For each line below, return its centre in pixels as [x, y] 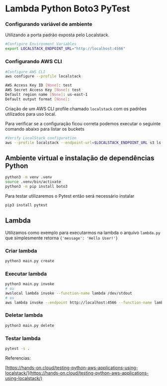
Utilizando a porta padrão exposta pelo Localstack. [57, 35]
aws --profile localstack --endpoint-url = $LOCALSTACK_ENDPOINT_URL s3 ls [83, 143]
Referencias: [18, 358]
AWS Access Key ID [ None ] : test [39, 85]
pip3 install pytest [27, 205]
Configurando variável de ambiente [49, 24]
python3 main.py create [30, 261]
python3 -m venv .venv [29, 177]
